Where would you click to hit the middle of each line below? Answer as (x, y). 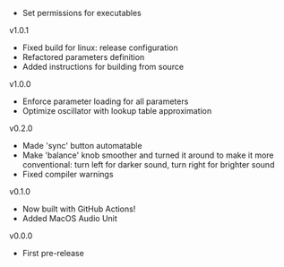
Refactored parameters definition (83, 57)
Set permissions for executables (82, 13)
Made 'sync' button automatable (82, 146)
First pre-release (53, 253)
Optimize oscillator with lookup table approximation (117, 111)
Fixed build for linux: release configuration (100, 47)
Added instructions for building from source (103, 67)
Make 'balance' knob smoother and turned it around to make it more (148, 155)
